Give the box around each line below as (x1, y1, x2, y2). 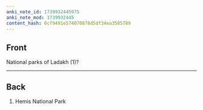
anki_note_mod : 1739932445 (6, 15, 74, 21)
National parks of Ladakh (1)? (6, 59, 79, 66)
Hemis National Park (14, 98, 66, 105)
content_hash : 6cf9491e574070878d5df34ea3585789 (6, 20, 131, 26)
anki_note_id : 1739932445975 (6, 8, 80, 15)
